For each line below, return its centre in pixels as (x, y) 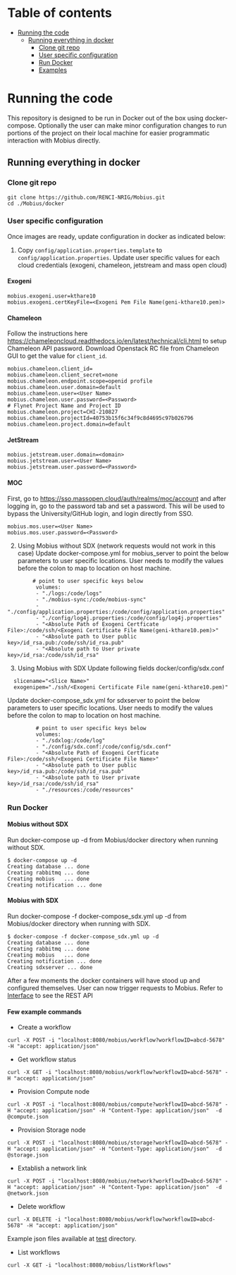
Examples (53, 70)
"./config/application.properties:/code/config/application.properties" (116, 612)
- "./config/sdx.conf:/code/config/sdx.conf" (104, 746)
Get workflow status (46, 1059)
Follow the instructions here (48, 333)
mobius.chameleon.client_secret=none (63, 375)
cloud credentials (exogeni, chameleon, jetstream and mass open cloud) (122, 265)
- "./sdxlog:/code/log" (70, 740)
